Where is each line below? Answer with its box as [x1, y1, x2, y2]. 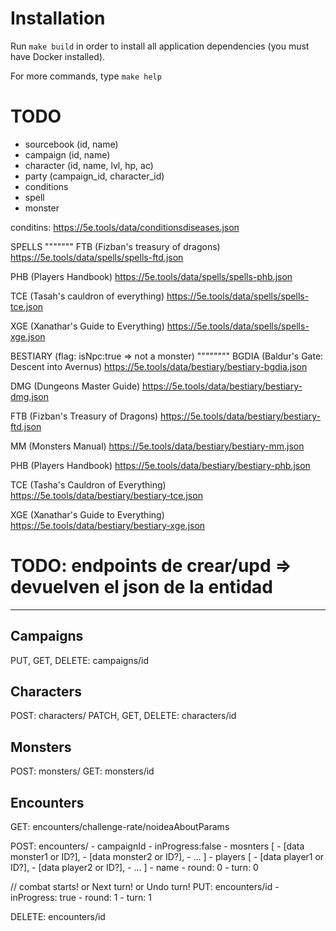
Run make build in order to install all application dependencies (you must [10, 40, 310, 52]
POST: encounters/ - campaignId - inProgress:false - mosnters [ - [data [10, 840, 305, 852]
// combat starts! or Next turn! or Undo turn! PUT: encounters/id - [10, 881, 280, 893]
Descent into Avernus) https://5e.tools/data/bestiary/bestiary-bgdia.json [10, 360, 308, 372]
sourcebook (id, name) [24, 138, 119, 150]
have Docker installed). [10, 50, 106, 62]
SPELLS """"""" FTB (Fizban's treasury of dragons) [10, 240, 221, 252]
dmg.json [10, 390, 49, 402]
